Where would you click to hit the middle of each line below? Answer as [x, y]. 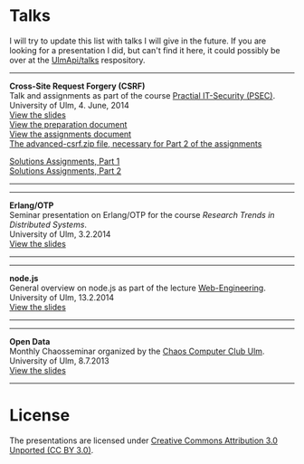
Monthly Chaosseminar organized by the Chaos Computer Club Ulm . [137, 351]
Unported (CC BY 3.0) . [52, 450]
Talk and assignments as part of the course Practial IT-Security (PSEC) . [142, 95]
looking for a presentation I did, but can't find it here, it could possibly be [145, 50]
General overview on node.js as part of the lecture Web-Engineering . [138, 288]
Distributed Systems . [48, 224]
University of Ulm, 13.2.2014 [62, 297]
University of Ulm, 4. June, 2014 [69, 105]
